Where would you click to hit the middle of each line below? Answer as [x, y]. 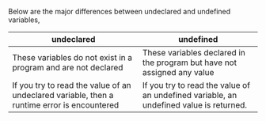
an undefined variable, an [190, 95]
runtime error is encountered [66, 105]
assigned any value [178, 72]
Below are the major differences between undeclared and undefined [120, 11]
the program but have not [190, 62]
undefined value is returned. [195, 105]
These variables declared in [194, 53]
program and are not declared [68, 68]
